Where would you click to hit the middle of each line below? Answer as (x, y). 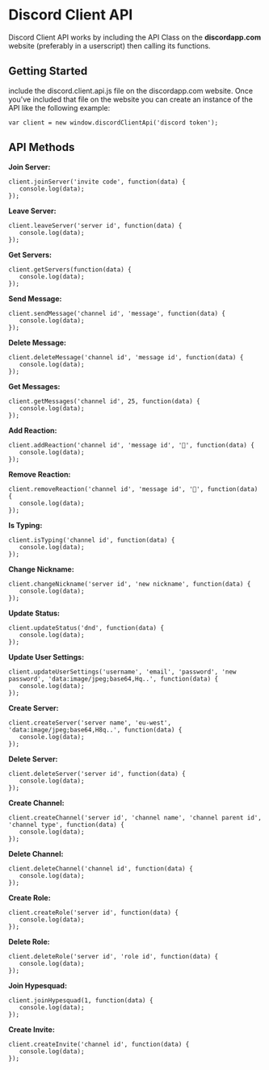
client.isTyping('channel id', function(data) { (92, 540)
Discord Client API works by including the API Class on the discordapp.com (134, 37)
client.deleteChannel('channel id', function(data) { (101, 869)
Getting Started (48, 71)
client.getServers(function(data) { (70, 269)
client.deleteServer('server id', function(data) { (97, 774)
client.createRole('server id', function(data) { (94, 913)
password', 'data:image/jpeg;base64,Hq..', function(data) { (113, 679)
